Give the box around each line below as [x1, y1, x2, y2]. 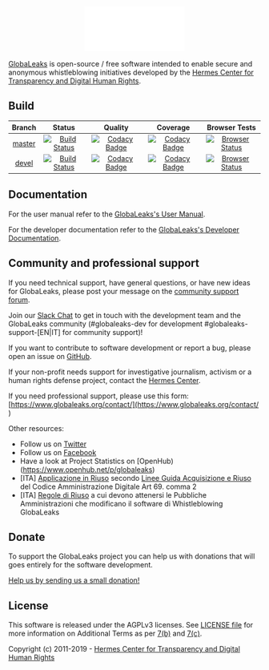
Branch [11, 123, 37, 132]
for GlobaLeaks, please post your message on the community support [8, 286, 239, 296]
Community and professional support [8, 256, 200, 270]
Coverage [156, 123, 191, 132]
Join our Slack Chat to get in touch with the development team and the [8, 310, 242, 320]
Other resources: [8, 423, 64, 433]
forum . [8, 295, 30, 305]
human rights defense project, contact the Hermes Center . [8, 375, 202, 385]
